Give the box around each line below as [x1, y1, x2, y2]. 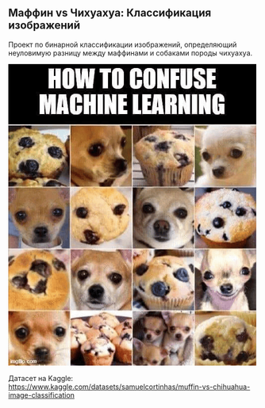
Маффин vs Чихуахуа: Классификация [8, 6, 212, 20]
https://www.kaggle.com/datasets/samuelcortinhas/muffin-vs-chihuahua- [8, 382, 251, 391]
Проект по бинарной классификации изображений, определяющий [8, 40, 237, 49]
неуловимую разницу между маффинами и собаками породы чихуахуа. [8, 48, 253, 58]
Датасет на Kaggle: [8, 373, 74, 383]
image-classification [8, 390, 75, 399]
